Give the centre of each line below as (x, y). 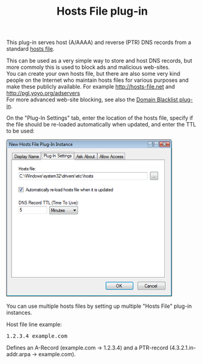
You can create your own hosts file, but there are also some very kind (93, 74)
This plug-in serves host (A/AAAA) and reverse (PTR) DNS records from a (99, 42)
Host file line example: (34, 324)
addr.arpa (19, 354)
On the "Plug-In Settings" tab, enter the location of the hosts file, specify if (100, 118)
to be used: (20, 131)
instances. (19, 313)
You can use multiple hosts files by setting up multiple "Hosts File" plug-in (99, 306)
